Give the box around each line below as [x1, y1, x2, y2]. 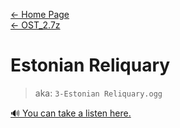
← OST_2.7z [10, 19, 61, 31]
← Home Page [10, 9, 70, 20]
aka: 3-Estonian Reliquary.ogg [34, 87, 163, 99]
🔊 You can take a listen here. [10, 107, 132, 119]
